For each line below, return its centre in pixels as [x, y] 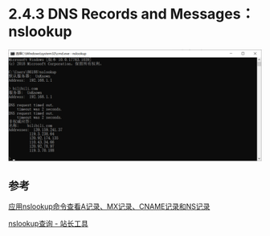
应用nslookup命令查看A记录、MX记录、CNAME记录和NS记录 [109, 206]
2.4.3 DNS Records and [88, 14]
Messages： [213, 14]
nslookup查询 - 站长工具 [48, 224]
